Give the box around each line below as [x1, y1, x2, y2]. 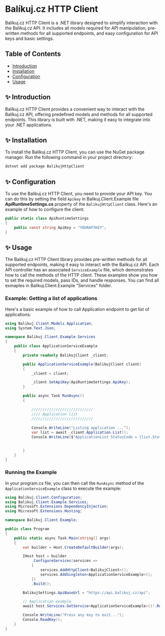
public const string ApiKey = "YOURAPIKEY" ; [14, 225, 107, 230]
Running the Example [5, 469, 57, 476]
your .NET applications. [5, 122, 53, 128]
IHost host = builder [23, 554, 67, 559]
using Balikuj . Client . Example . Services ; [5, 499, 89, 504]
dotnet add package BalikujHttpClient [5, 164, 84, 169]
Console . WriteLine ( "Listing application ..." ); [31, 425, 131, 430]
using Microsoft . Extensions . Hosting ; [5, 509, 82, 514]
